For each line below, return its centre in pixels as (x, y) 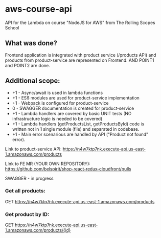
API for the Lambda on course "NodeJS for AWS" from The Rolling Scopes (80, 23)
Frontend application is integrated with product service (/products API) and (81, 55)
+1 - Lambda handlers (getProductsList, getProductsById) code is (78, 124)
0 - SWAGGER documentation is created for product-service (73, 108)
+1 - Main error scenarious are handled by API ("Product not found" (80, 134)
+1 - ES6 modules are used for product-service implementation (76, 98)
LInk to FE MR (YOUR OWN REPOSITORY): (48, 164)
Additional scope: (33, 81)
